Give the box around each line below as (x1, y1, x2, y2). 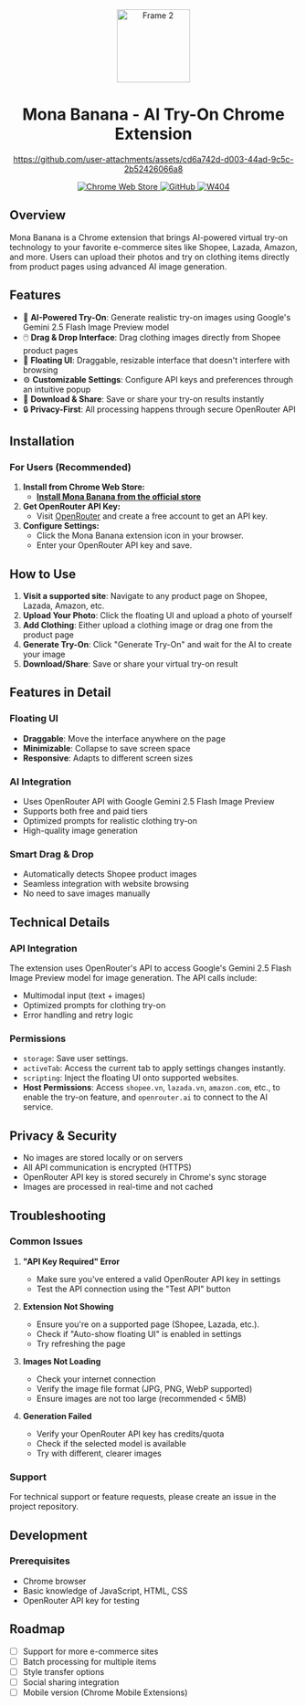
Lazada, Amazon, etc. (22, 600, 105, 611)
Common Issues (9, 1235, 84, 1248)
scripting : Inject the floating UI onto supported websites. (22, 1072, 239, 1083)
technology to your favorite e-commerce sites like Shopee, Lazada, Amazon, (9, 241, 299, 252)
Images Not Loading (22, 1355, 101, 1366)
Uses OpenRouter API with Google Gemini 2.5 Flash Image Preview (22, 796, 276, 807)
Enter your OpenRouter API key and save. (36, 540, 193, 551)
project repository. (9, 1501, 79, 1512)
